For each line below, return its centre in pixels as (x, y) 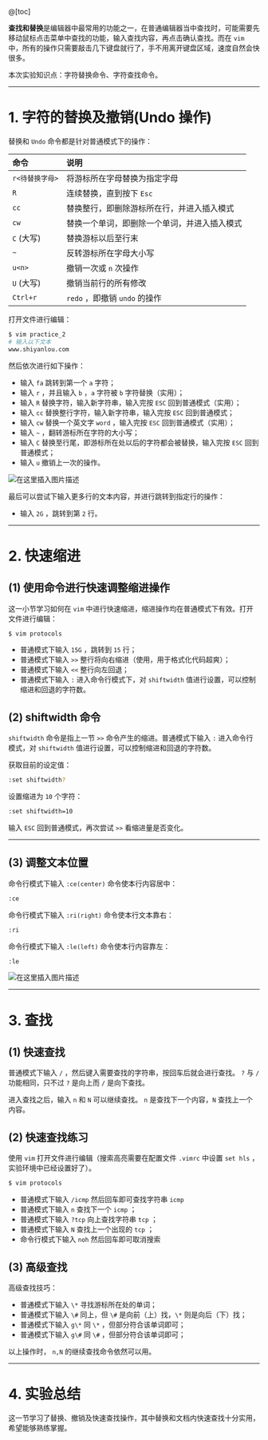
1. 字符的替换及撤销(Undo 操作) (110, 118)
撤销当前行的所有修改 (106, 283)
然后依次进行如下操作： (47, 366)
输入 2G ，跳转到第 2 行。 (61, 513)
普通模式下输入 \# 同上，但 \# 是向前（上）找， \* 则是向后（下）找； (133, 1314)
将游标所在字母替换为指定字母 (122, 178)
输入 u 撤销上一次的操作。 (62, 462)
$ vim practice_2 (37, 334)
